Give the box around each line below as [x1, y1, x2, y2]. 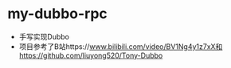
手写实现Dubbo [18, 32, 69, 41]
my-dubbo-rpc [7, 5, 108, 23]
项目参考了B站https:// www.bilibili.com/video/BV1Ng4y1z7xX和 [18, 41, 223, 51]
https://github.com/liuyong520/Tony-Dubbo [18, 51, 163, 60]
